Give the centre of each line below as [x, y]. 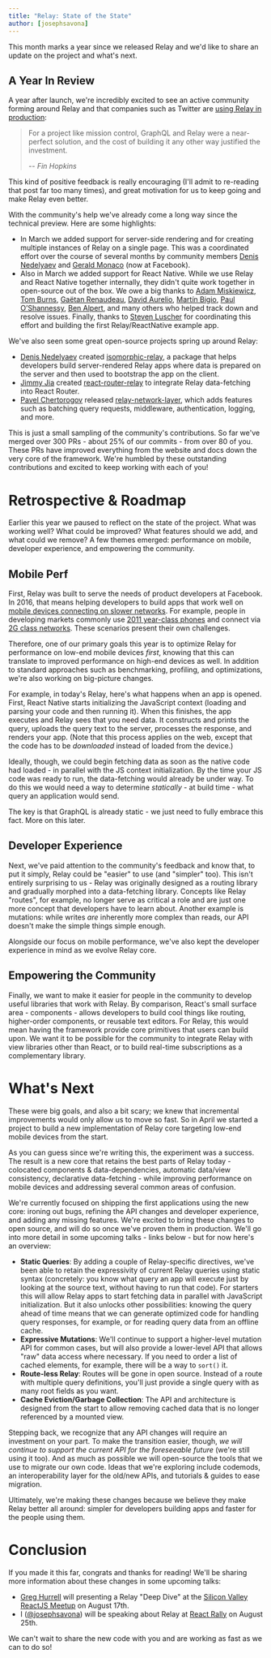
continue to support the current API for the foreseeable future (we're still [129, 1449]
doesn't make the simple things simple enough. [87, 925]
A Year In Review [52, 81]
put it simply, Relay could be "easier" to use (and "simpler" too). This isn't [131, 874]
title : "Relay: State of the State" [70, 16]
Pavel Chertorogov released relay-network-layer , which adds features [136, 400]
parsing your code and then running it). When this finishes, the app [120, 712]
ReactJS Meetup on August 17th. [74, 1605]
